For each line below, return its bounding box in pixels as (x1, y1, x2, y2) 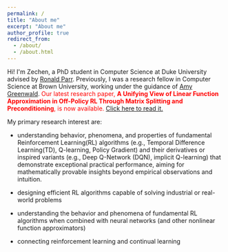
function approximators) (17, 224, 86, 232)
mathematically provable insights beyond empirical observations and (17, 167, 213, 176)
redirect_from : (7, 36, 51, 43)
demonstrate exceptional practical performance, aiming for (17, 160, 185, 168)
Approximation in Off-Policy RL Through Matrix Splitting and (7, 97, 183, 105)
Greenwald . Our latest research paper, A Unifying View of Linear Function (7, 89, 219, 97)
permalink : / (7, 10, 45, 17)
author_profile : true (7, 29, 70, 37)
